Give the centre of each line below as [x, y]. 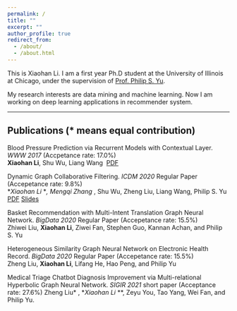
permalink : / [26, 14]
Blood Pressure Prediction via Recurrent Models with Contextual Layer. [110, 147]
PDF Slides [23, 199]
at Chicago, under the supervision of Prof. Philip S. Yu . [86, 80]
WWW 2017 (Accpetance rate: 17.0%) [62, 155]
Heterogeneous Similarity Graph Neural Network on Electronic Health [108, 248]
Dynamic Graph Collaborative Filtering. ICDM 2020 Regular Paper [103, 176]
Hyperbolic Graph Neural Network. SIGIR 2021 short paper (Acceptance [112, 285]
